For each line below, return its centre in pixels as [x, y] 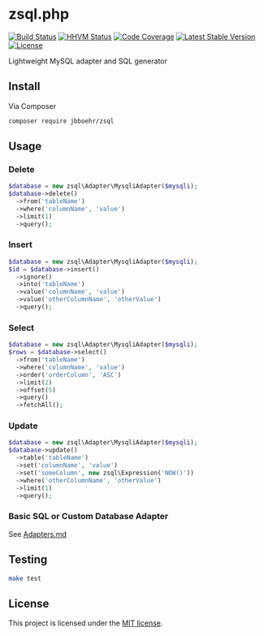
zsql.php [39, 14]
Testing [28, 560]
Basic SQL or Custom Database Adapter [89, 517]
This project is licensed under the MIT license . [86, 623]
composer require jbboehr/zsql [61, 121]
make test [25, 578]
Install [24, 87]
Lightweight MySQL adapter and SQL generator [88, 61]
